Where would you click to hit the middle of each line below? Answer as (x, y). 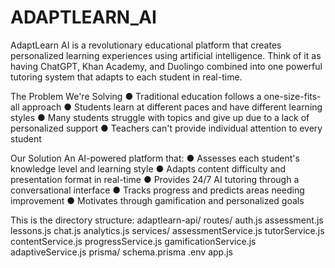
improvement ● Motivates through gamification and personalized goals (157, 200)
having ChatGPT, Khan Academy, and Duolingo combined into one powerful (166, 66)
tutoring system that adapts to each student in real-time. (126, 77)
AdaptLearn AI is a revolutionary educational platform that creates (146, 45)
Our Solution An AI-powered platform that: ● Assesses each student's (155, 158)
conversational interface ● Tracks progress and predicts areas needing (157, 190)
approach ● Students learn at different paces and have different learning (172, 107)
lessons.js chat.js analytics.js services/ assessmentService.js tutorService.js (167, 230)
